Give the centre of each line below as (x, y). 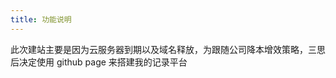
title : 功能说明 (41, 19)
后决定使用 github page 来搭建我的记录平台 (99, 62)
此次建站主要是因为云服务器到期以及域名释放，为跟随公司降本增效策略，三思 (168, 49)
